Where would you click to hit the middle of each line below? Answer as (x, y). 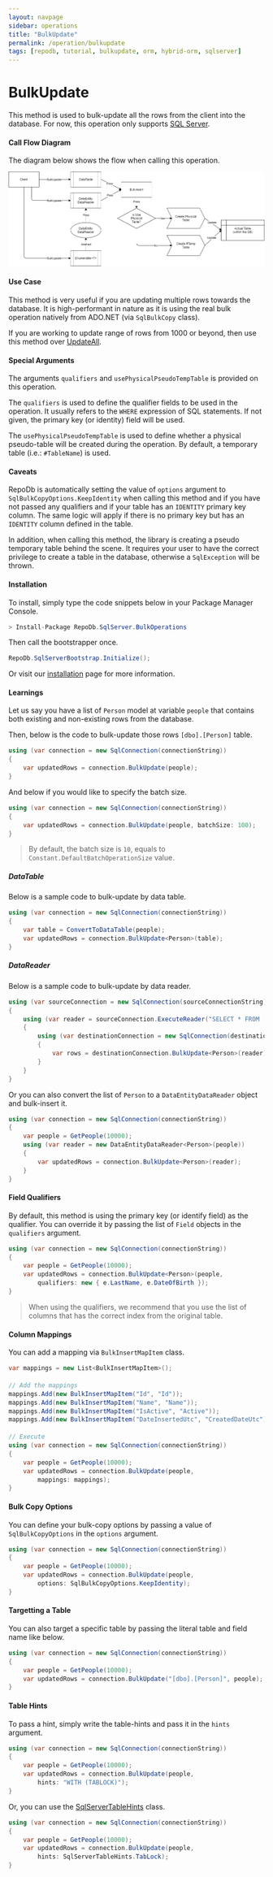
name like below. (37, 1636)
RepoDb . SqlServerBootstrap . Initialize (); (80, 658)
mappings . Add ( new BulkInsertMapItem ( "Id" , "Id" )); (96, 1394)
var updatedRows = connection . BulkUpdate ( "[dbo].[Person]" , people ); (143, 1679)
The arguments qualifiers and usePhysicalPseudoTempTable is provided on (133, 379)
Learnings (26, 692)
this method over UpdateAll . (55, 341)
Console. (24, 611)
